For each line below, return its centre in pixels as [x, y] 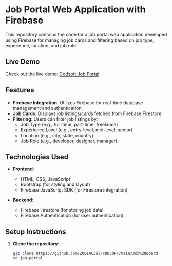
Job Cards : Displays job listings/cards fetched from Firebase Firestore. [88, 113]
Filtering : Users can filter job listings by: [55, 119]
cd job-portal [28, 258]
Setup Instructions [36, 231]
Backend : [23, 200]
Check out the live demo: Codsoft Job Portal [52, 74]
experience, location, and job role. [41, 45]
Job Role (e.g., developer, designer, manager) [69, 141]
